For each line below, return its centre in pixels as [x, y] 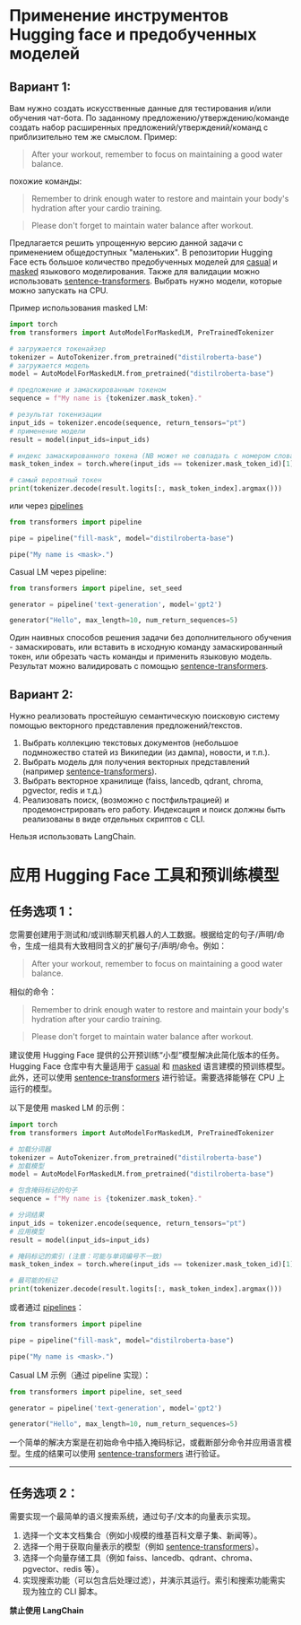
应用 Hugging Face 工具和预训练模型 [144, 876]
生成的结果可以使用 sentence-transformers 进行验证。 [125, 1454]
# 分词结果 [27, 1215]
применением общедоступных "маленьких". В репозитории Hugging [141, 252]
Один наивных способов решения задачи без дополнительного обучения [150, 638]
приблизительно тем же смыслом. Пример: [93, 137]
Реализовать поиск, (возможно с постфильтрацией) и [126, 800]
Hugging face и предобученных [133, 35]
